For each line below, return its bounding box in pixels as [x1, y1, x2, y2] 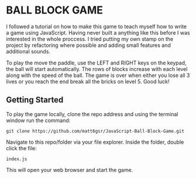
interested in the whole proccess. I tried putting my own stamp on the [6, 35, 174, 42]
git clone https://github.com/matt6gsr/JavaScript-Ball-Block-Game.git [6, 128, 184, 134]
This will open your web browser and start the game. [6, 166, 133, 173]
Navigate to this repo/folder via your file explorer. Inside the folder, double [6, 139, 184, 146]
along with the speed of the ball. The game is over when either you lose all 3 [6, 72, 190, 79]
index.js [6, 156, 27, 162]
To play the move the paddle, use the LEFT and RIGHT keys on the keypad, [6, 59, 187, 66]
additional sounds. [6, 48, 51, 55]
